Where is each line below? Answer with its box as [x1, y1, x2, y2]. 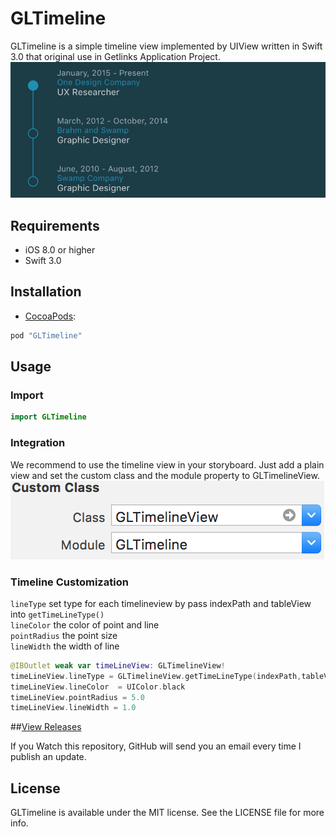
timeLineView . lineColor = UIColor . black [10, 682, 186, 692]
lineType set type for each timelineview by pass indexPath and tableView [10, 597, 312, 609]
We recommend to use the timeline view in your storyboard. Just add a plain [10, 458, 325, 471]
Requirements [10, 217, 100, 234]
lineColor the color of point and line [10, 618, 160, 631]
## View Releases [10, 721, 82, 733]
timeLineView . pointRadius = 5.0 [10, 692, 145, 702]
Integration [10, 436, 66, 450]
